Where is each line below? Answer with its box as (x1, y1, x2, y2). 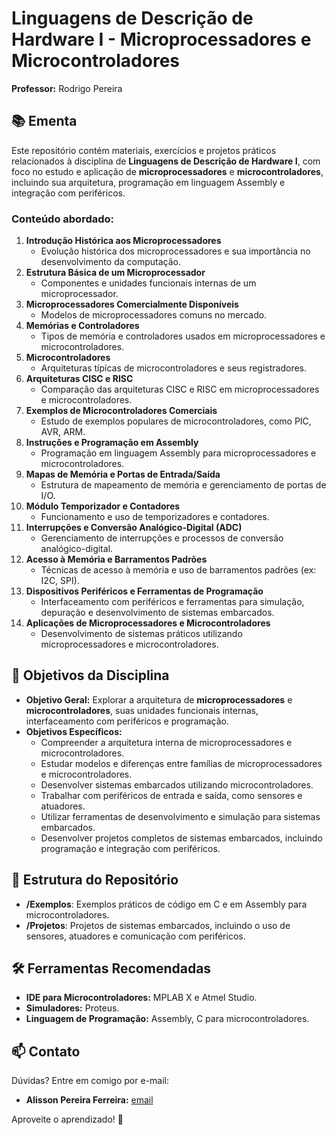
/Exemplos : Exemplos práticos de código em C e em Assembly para (25, 898, 308, 910)
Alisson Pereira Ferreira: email (25, 1094, 154, 1106)
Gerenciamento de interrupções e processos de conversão (40, 532, 284, 544)
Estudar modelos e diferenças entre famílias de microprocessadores (40, 757, 323, 769)
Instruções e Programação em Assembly (25, 437, 199, 449)
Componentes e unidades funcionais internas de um (40, 277, 257, 289)
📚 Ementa (11, 113, 78, 130)
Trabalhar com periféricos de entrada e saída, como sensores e (40, 789, 303, 801)
